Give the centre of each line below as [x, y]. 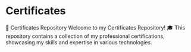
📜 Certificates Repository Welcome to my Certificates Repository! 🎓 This [95, 27]
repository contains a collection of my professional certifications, [85, 36]
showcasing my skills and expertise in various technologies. [79, 42]
